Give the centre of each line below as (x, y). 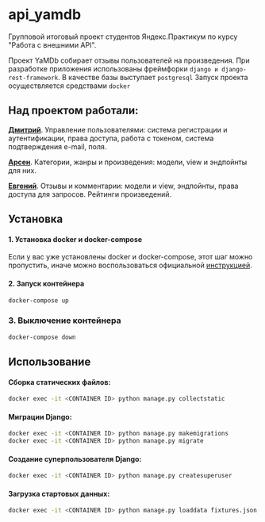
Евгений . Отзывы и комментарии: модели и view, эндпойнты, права (123, 186)
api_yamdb (45, 15)
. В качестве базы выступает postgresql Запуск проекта (153, 77)
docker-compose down (42, 337)
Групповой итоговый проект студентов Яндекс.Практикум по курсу (123, 36)
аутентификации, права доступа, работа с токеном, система (111, 138)
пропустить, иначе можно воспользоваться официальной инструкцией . (130, 265)
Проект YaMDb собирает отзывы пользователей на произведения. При (129, 60)
